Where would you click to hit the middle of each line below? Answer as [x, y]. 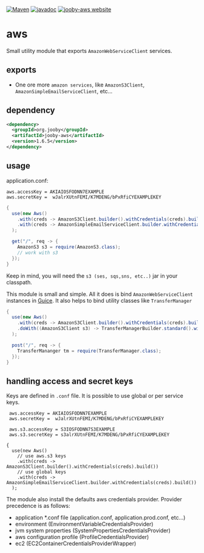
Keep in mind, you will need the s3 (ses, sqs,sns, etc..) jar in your [92, 276]
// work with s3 [38, 253]
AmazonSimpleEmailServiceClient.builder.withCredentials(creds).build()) [102, 483]
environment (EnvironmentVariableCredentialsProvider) [84, 524]
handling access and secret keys [70, 381]
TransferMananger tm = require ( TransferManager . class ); [90, 351]
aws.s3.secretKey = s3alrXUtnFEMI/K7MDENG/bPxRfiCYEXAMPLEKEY [89, 435]
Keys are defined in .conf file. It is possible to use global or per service [95, 396]
